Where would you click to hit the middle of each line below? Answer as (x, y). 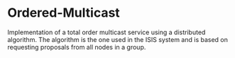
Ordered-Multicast (64, 13)
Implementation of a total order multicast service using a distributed (106, 32)
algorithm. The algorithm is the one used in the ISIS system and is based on (118, 39)
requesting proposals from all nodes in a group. (77, 47)
